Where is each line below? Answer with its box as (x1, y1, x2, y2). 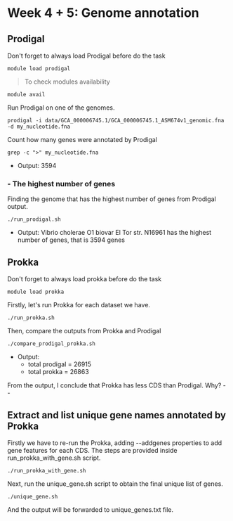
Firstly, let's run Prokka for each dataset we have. (7, 301, 151, 309)
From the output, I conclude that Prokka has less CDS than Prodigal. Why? (7, 381, 222, 390)
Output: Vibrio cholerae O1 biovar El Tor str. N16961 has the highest (17, 229, 212, 237)
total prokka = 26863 (27, 368, 89, 376)
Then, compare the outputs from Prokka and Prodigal (7, 327, 161, 335)
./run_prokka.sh (7, 314, 55, 321)
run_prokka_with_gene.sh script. (7, 454, 101, 462)
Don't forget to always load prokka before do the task (7, 275, 162, 283)
